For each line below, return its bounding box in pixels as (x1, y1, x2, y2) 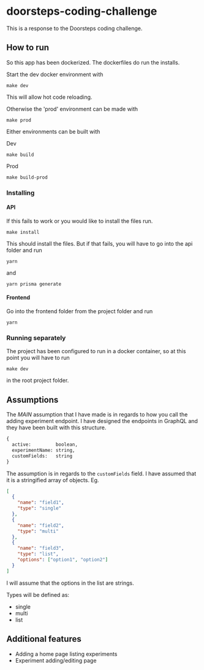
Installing (6, 189, 35, 197)
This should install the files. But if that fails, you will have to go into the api (6, 240, 193, 247)
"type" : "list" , (17, 551, 59, 557)
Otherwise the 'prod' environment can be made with (6, 105, 138, 112)
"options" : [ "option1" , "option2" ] (17, 557, 108, 563)
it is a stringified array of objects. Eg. (6, 476, 99, 483)
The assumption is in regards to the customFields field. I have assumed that (6, 470, 197, 477)
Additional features (6, 634, 81, 644)
